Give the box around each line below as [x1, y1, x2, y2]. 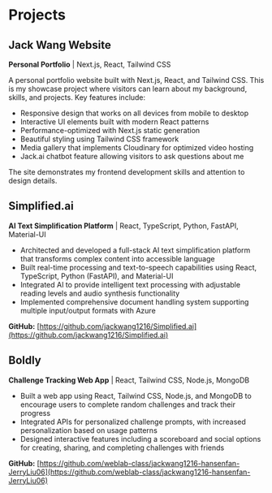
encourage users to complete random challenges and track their [19, 400, 235, 409]
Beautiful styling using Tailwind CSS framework [19, 134, 179, 144]
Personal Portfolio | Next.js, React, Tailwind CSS [8, 59, 171, 69]
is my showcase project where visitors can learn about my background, [8, 84, 248, 93]
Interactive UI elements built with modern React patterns [19, 117, 209, 127]
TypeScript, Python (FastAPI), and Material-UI [19, 270, 174, 281]
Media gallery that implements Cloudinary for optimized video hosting [19, 143, 254, 152]
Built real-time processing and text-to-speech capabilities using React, [19, 262, 257, 272]
